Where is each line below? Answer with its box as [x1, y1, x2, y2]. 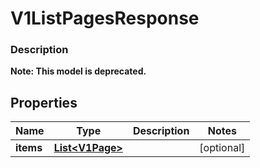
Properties [10, 94, 78, 111]
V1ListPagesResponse [10, 7, 200, 30]
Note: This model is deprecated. [10, 65, 147, 77]
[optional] [199, 141, 246, 155]
